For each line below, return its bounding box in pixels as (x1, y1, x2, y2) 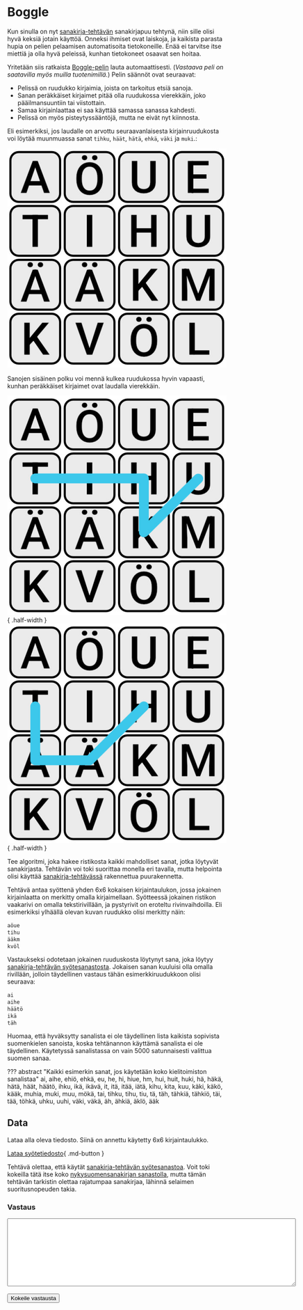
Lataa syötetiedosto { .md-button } (7, 1149, 105, 1158)
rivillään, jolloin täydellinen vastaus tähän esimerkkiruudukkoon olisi (7, 970, 202, 978)
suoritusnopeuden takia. (7, 1185, 77, 1193)
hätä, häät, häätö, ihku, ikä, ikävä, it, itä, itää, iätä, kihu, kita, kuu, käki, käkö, (7, 1082, 223, 1090)
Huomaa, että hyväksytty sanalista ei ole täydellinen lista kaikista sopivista (7, 1032, 220, 1040)
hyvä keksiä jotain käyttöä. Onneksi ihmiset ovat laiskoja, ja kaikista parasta (7, 34, 223, 42)
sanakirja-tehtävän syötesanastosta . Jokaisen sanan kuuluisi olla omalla (7, 962, 213, 971)
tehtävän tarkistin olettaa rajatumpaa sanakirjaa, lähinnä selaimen (7, 1177, 195, 1185)
